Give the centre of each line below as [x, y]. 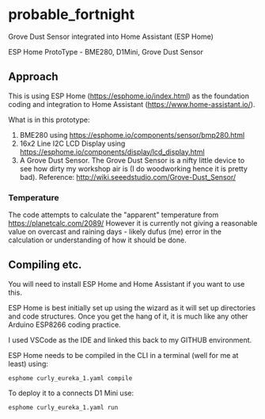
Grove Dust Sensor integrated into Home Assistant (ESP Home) [111, 36]
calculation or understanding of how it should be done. [98, 240]
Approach [33, 77]
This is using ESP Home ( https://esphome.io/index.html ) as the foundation [129, 96]
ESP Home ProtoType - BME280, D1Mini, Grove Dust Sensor [106, 51]
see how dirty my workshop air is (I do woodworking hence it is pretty [133, 169]
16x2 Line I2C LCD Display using [72, 143]
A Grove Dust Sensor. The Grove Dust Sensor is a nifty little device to [132, 160]
